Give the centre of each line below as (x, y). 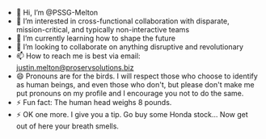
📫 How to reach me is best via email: (78, 56)
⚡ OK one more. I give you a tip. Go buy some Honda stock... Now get (132, 114)
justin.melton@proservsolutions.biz (75, 67)
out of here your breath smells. (68, 126)
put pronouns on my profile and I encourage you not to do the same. (130, 93)
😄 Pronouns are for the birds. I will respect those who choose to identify (137, 76)
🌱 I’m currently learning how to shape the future (96, 38)
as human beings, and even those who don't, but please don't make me (135, 84)
